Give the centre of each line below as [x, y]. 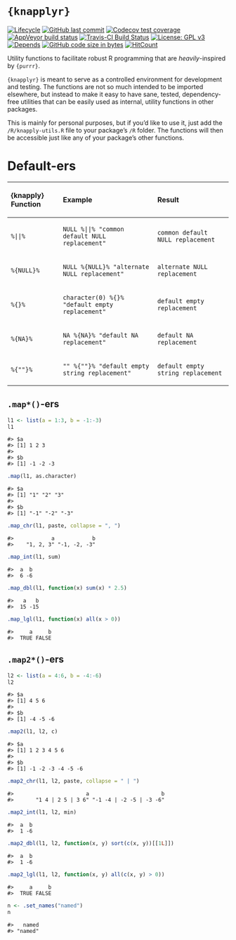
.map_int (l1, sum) [34, 557]
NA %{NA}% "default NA [101, 335]
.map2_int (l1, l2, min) [42, 812]
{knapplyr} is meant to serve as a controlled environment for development [115, 79]
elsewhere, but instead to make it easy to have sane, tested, [94, 94]
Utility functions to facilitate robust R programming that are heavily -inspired [117, 58]
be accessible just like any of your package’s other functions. [96, 138]
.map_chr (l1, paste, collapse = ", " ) [64, 526]
